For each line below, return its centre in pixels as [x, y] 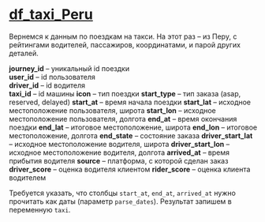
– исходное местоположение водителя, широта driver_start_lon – [119, 144]
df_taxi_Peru [51, 15]
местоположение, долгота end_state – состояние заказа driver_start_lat [131, 135]
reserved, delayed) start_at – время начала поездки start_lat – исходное [130, 102]
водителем [28, 177]
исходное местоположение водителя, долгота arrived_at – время [119, 152]
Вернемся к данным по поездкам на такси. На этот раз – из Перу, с [123, 36]
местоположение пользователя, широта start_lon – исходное [112, 110]
